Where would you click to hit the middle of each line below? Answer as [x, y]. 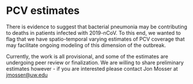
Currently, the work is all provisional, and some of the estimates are [87, 56]
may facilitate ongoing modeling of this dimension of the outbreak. [86, 45]
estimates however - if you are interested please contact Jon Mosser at [92, 68]
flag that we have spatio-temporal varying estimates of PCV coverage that [96, 39]
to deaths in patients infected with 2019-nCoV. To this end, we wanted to [94, 32]
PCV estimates [43, 11]
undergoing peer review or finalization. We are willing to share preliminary [95, 63]
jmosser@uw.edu [27, 75]
